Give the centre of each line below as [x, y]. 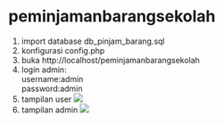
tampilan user [46, 99]
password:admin [52, 88]
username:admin [52, 79]
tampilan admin [50, 110]
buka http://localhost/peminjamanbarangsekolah [110, 60]
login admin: [44, 70]
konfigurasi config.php [63, 50]
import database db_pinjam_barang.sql [93, 41]
